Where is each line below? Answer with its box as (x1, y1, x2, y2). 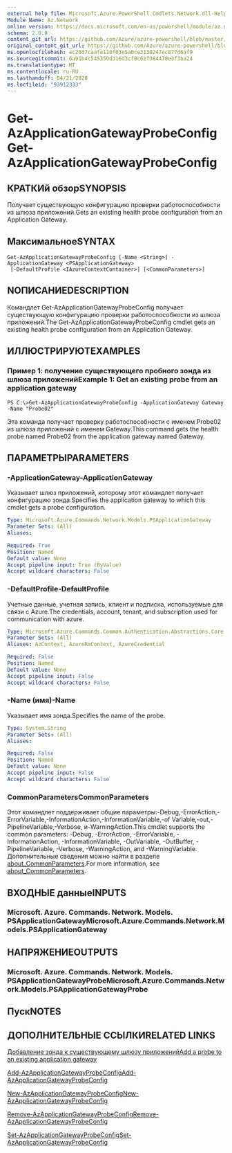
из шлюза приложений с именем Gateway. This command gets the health (7, 424, 219, 433)
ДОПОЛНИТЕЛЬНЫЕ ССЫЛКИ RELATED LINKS (7, 1029, 215, 1041)
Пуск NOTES (7, 1005, 61, 1018)
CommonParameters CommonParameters (7, 792, 150, 802)
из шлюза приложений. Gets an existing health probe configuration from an (7, 208, 223, 217)
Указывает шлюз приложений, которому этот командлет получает (7, 489, 204, 497)
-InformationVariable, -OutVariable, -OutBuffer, (61, 837, 195, 846)
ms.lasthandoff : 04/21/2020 (7, 74, 88, 82)
